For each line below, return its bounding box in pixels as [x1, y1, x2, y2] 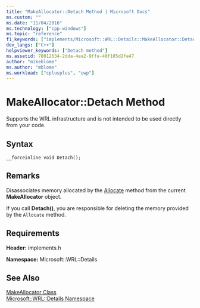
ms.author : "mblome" [6, 64, 58, 70]
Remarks [6, 171, 40, 181]
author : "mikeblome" [6, 58, 58, 64]
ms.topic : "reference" [6, 31, 62, 37]
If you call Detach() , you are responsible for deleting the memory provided [6, 204, 189, 212]
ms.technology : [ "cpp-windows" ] [6, 25, 86, 32]
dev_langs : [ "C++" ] [6, 42, 55, 48]
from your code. [6, 122, 46, 129]
